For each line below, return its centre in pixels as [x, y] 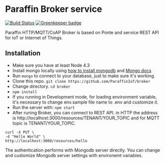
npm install [25, 92]
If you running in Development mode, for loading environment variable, [84, 97]
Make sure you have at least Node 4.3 [51, 65]
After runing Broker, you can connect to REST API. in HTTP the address [85, 112]
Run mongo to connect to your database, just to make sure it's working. [84, 76]
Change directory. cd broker [41, 86]
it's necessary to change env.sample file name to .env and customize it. [85, 102]
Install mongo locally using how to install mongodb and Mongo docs [82, 70]
